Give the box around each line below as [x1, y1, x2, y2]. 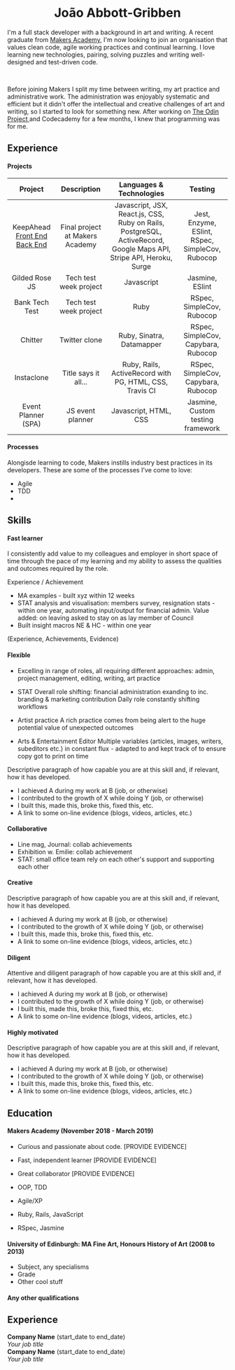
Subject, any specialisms [17, 1263, 90, 1271]
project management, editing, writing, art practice [17, 674, 161, 682]
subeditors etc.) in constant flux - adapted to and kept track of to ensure [17, 744, 226, 753]
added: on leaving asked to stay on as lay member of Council [17, 614, 194, 622]
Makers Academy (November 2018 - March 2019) [7, 1127, 154, 1135]
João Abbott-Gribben [54, 5, 181, 21]
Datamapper [120, 339, 162, 349]
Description [60, 184, 101, 194]
